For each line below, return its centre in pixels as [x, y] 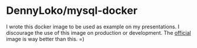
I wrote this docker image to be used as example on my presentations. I [93, 27]
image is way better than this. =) [45, 39]
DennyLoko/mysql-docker [72, 11]
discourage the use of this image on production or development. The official [98, 32]
